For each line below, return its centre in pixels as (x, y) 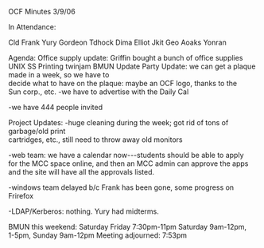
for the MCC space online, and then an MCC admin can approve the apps (128, 163)
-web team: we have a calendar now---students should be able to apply (126, 155)
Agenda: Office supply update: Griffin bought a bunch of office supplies (126, 58)
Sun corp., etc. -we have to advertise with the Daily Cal (99, 92)
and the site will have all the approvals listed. (82, 172)
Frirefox (21, 196)
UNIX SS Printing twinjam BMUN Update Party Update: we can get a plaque (132, 66)
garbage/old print (37, 131)
